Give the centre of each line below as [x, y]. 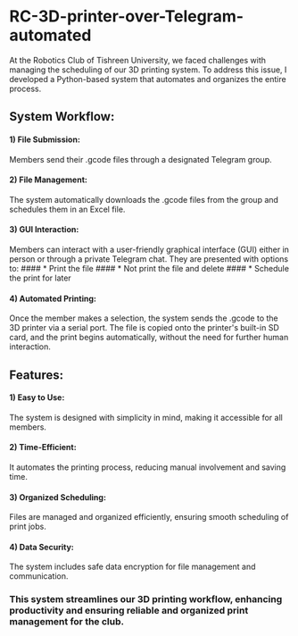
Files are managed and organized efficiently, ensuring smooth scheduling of [149, 517]
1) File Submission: [45, 139]
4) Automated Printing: [53, 298]
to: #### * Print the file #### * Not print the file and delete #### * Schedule [149, 268]
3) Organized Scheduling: [58, 497]
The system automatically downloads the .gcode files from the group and [144, 199]
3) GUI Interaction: [44, 230]
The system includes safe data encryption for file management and [132, 567]
